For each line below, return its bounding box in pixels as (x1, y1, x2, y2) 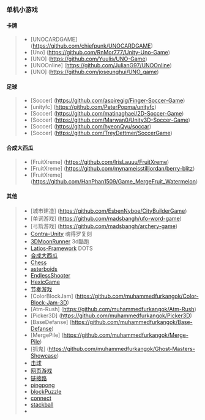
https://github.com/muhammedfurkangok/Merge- (63, 331, 188, 339)
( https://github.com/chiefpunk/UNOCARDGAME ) (30, 42, 153, 50)
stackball (30, 400, 54, 408)
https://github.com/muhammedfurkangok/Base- (71, 318, 193, 325)
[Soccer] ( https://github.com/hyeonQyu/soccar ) (30, 123, 152, 130)
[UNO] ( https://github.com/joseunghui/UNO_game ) (30, 68, 159, 76)
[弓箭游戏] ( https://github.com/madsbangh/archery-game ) (30, 222, 178, 230)
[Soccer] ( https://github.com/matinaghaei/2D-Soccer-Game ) (30, 110, 184, 117)
